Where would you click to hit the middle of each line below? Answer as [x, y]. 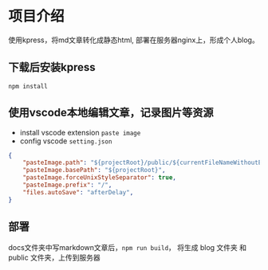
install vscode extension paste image [80, 132]
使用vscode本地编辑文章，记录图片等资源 [111, 113]
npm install [28, 86]
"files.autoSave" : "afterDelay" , [78, 192]
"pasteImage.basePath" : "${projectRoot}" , [94, 170]
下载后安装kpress [52, 67]
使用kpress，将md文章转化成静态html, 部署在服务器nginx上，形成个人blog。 [134, 40]
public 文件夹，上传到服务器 [55, 257]
